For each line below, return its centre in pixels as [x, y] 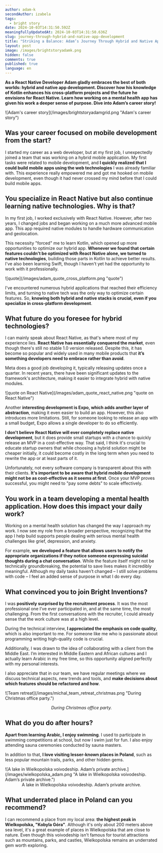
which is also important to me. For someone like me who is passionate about [81, 634]
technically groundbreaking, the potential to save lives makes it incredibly [78, 566]
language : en [18, 69]
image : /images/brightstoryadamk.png [43, 50]
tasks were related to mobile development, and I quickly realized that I [76, 162]
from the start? [28, 141]
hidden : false [19, 55]
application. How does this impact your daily [74, 506]
